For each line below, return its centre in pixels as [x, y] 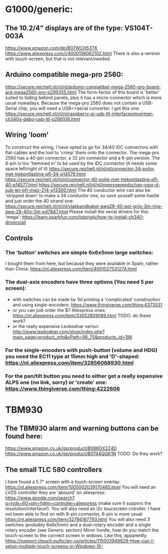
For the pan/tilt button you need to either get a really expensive [84, 376]
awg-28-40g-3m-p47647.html [37, 211]
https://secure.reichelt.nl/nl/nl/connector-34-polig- [102, 168]
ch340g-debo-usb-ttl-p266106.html [43, 119]
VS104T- [138, 28]
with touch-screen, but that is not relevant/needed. [58, 59]
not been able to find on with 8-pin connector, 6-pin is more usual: [74, 514]
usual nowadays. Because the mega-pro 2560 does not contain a [73, 103]
